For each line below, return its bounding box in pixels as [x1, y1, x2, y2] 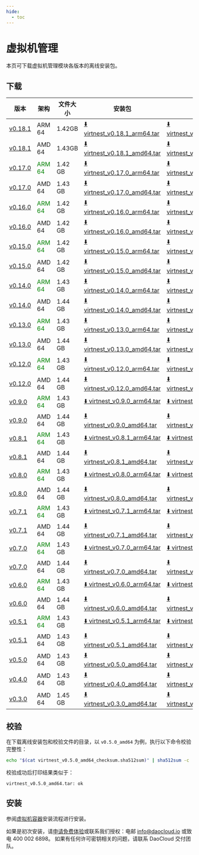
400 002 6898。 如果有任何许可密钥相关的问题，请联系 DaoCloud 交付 [12, 835, 186, 842]
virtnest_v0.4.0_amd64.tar [84, 680, 158, 689]
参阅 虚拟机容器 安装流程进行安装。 [6, 815, 89, 822]
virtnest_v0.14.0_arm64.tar [84, 287, 160, 295]
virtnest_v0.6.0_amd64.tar [84, 605, 158, 613]
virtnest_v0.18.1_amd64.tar [84, 149, 161, 157]
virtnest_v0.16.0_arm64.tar [84, 208, 160, 216]
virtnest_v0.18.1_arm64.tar [84, 130, 160, 138]
